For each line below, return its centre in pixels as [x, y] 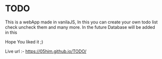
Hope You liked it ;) [24, 41]
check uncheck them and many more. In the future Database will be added [80, 27]
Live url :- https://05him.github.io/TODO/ [46, 51]
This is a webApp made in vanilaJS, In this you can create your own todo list [81, 22]
